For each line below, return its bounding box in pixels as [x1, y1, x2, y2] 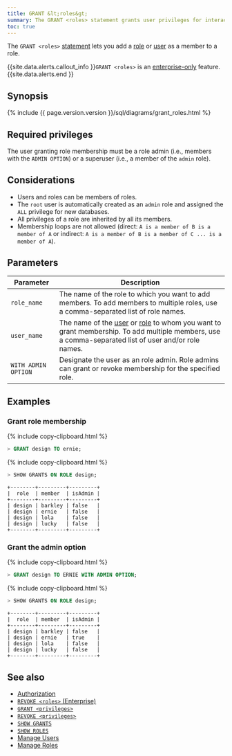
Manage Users [17, 733, 59, 741]
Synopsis [7, 90, 48, 102]
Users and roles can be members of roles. [17, 192, 137, 201]
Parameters [7, 257, 59, 269]
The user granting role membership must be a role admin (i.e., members [7, 147, 212, 155]
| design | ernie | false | [7, 508, 100, 516]
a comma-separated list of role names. [59, 306, 186, 316]
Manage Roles [17, 741, 59, 749]
